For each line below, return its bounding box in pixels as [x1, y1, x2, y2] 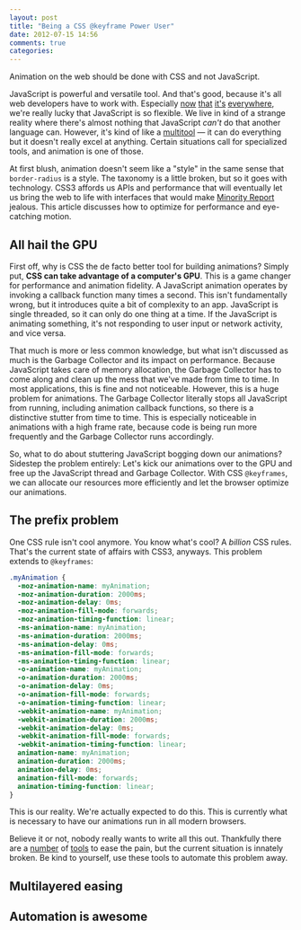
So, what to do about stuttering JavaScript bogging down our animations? [9, 448, 283, 459]
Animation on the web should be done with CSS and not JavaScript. [9, 71, 261, 82]
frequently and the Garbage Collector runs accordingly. [9, 430, 214, 441]
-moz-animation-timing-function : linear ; [17, 615, 175, 624]
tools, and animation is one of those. [9, 146, 144, 157]
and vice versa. [9, 327, 66, 338]
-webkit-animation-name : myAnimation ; [17, 706, 164, 715]
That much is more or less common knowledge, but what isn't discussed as [9, 345, 289, 356]
